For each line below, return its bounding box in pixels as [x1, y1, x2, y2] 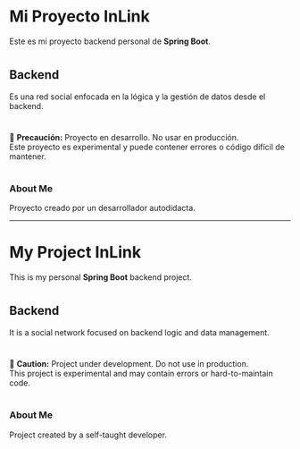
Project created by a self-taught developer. [9, 429, 168, 440]
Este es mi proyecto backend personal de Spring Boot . [9, 36, 212, 47]
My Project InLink [9, 242, 141, 263]
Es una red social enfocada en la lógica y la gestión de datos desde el [9, 91, 266, 102]
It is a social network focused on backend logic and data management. [9, 326, 270, 337]
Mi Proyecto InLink [9, 6, 150, 27]
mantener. [9, 150, 46, 162]
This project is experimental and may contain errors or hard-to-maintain [9, 369, 274, 379]
